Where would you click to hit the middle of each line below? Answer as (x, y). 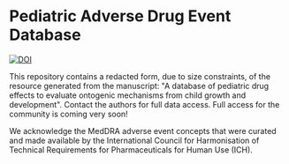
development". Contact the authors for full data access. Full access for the (144, 104)
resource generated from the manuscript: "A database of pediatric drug (139, 86)
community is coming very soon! (68, 114)
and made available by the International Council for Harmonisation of (134, 140)
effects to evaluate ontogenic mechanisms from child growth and (128, 95)
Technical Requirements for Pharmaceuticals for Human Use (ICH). (131, 149)
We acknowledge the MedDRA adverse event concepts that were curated (143, 130)
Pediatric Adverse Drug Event (120, 16)
